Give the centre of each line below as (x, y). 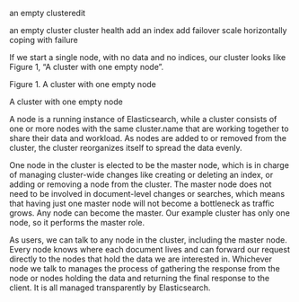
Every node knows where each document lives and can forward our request (149, 249)
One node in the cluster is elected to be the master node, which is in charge (149, 165)
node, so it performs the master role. (77, 222)
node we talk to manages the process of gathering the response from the (145, 268)
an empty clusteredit (48, 13)
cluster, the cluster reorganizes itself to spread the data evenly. (126, 148)
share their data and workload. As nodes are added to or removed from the (148, 138)
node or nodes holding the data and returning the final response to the (140, 278)
